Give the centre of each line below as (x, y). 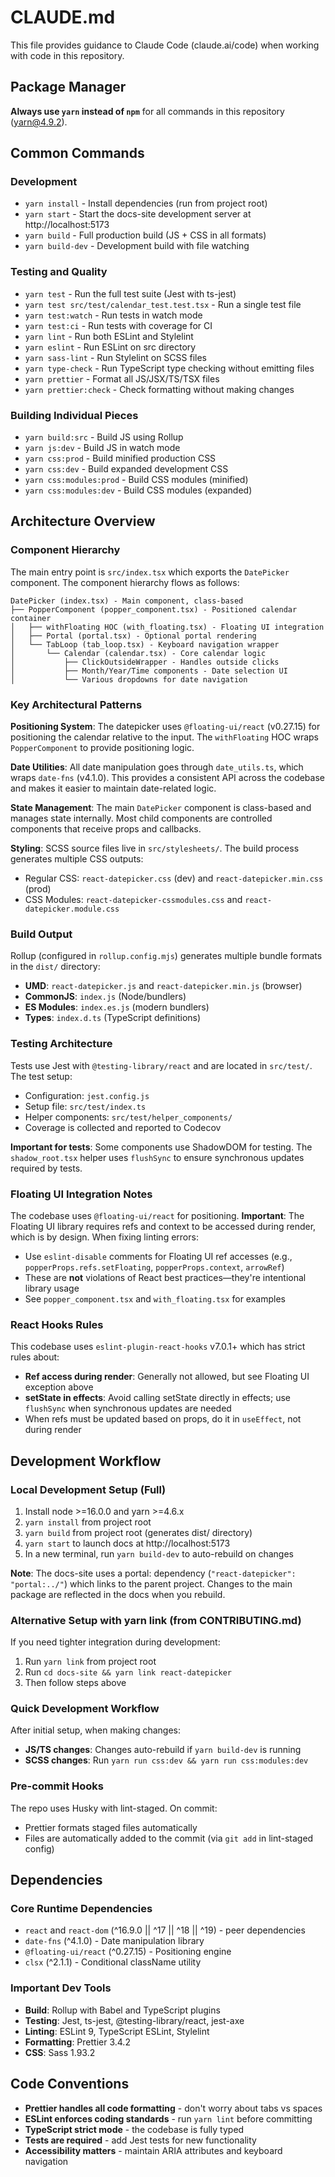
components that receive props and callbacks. (106, 829)
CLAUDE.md (63, 17)
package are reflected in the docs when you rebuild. (118, 1594)
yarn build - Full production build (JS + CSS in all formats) (145, 235)
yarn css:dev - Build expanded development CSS (126, 469)
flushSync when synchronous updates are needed (128, 1408)
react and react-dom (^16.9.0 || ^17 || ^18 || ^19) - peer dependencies (165, 1930)
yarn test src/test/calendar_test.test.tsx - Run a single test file (163, 304)
